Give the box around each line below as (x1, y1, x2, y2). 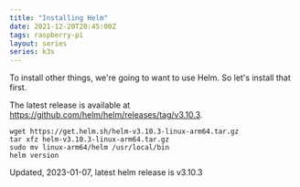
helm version (9, 151, 59, 161)
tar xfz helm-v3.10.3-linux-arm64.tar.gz (9, 135, 170, 144)
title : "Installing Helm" (9, 13, 108, 23)
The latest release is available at (9, 99, 131, 110)
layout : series (9, 38, 68, 48)
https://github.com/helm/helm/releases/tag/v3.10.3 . (9, 109, 203, 120)
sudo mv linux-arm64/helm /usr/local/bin (9, 143, 170, 152)
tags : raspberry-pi (9, 30, 84, 39)
